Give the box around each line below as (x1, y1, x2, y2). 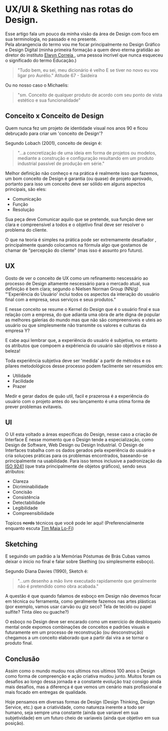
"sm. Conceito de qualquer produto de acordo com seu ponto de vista (17, 92, 162, 98)
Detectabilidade (12, 500, 46, 506)
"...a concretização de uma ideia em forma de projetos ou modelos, (17, 149, 156, 156)
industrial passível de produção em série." (17, 160, 105, 166)
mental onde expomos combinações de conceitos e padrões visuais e (5, 624, 149, 630)
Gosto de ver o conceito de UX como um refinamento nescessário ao (5, 275, 148, 281)
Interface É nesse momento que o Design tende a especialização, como (5, 437, 154, 443)
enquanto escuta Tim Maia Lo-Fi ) (5, 525, 74, 531)
